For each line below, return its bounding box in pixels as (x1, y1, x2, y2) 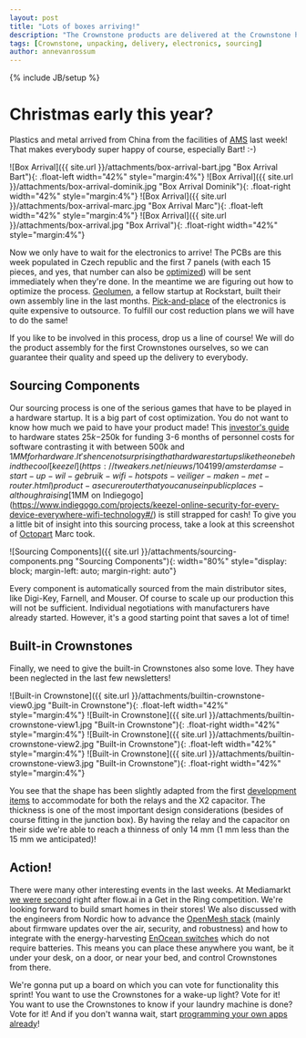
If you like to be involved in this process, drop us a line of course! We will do (9, 333, 294, 344)
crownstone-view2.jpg (9, 738, 94, 749)
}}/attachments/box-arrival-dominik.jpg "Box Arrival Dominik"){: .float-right (9, 181, 291, 192)
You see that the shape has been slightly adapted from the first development (9, 785, 297, 796)
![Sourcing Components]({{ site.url (9, 546, 139, 557)
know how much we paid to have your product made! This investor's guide (9, 421, 290, 433)
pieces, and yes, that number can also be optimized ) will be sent (9, 266, 251, 278)
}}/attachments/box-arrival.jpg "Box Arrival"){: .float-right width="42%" (9, 220, 278, 231)
